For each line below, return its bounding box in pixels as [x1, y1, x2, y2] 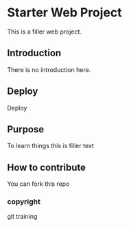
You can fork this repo [7, 180, 70, 188]
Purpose [7, 123, 45, 135]
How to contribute [7, 161, 86, 173]
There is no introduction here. [7, 65, 91, 73]
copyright [7, 197, 41, 206]
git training [7, 213, 38, 221]
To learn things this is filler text [7, 142, 94, 150]
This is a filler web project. [7, 27, 82, 36]
